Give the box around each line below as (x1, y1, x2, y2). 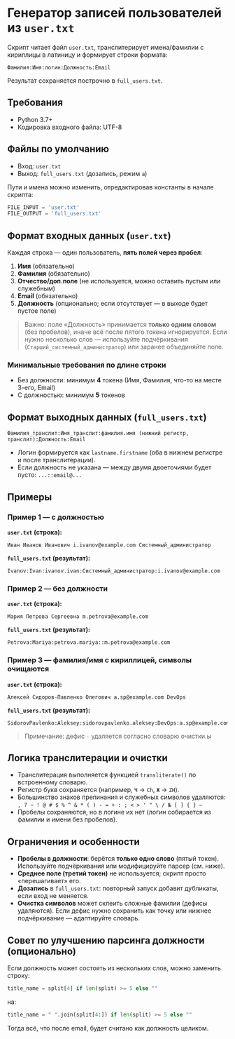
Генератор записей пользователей (7, 5, 222, 21)
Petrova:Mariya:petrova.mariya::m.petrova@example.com (7, 639, 171, 646)
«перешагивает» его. (17, 877, 82, 885)
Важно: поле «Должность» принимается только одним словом (24, 321, 217, 329)
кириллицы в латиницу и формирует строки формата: (7, 51, 168, 59)
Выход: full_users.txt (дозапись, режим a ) (17, 169, 148, 177)
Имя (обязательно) (17, 262, 75, 271)
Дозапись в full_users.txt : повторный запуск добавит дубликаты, (17, 884, 219, 892)
